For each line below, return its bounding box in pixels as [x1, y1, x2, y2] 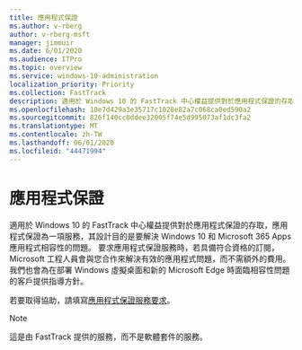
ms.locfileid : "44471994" [9, 146, 106, 155]
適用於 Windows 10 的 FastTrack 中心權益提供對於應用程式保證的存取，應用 [9, 219, 289, 230]
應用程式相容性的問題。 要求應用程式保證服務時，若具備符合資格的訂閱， [9, 241, 280, 252]
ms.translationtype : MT [9, 122, 99, 131]
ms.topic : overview [9, 64, 83, 73]
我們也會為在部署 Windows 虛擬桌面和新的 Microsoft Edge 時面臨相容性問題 [9, 264, 290, 275]
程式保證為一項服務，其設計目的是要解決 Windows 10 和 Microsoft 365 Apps [9, 231, 292, 241]
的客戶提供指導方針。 [9, 276, 88, 286]
